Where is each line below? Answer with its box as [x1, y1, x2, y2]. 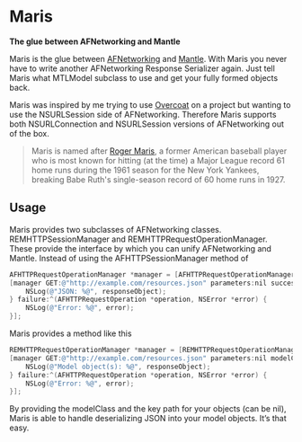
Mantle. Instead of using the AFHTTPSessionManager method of [9, 252, 249, 263]
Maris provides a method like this [9, 328, 132, 339]
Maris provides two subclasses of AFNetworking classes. [9, 224, 222, 234]
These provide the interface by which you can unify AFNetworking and [9, 243, 272, 253]
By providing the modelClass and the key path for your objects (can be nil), [9, 403, 287, 414]
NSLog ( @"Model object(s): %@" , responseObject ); [25, 362, 211, 371]
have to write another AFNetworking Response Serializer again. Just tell [9, 63, 276, 74]
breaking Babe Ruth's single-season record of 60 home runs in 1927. [31, 173, 286, 185]
